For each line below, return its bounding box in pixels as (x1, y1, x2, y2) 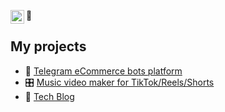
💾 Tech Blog (24, 90, 75, 102)
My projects (10, 38, 87, 55)
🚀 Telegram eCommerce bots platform (24, 65, 183, 77)
